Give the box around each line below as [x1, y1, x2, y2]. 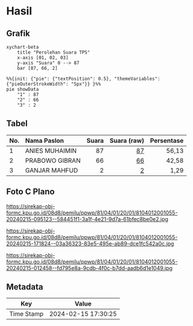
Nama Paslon [25, 136, 65, 145]
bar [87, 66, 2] [17, 65, 59, 71]
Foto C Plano [6, 187, 55, 197]
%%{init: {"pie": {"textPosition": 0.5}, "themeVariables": [6, 76, 161, 82]
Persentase [150, 136, 184, 145]
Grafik [6, 28, 30, 39]
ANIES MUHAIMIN [25, 146, 77, 155]
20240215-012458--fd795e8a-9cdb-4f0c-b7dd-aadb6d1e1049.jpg [6, 264, 173, 272]
